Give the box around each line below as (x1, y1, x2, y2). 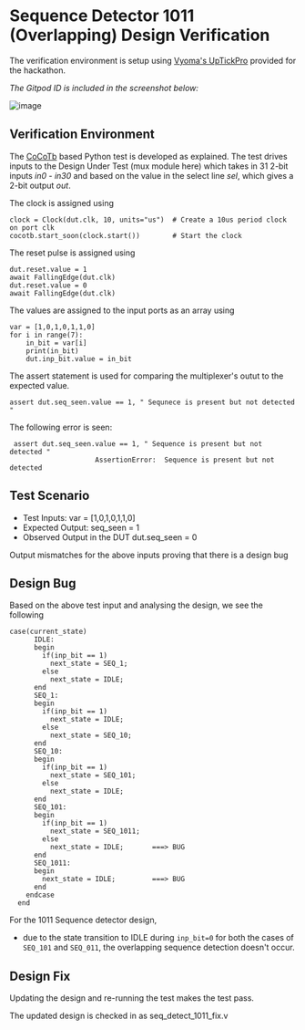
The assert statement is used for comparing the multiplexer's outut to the (9, 370, 284, 381)
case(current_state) (9, 627, 88, 637)
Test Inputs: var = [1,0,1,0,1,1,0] (22, 512, 136, 523)
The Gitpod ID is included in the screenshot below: (9, 82, 198, 93)
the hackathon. (9, 65, 66, 76)
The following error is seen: (9, 421, 113, 432)
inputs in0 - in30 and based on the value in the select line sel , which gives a (9, 170, 294, 181)
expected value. (9, 380, 70, 390)
